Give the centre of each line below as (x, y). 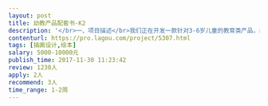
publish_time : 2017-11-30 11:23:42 (67, 61)
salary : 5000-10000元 (43, 53)
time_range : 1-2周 (38, 90)
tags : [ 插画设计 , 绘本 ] (42, 45)
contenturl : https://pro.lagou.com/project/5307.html (100, 38)
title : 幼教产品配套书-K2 (47, 23)
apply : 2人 (26, 75)
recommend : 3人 (33, 82)
